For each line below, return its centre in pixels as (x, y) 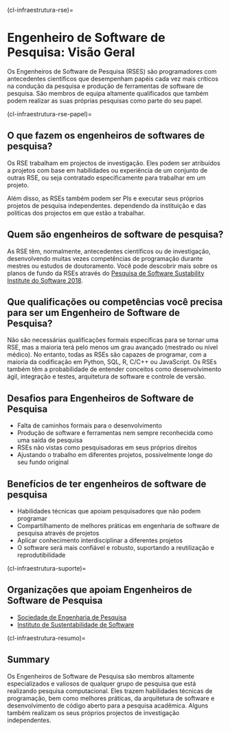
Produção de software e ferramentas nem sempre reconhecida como (115, 433)
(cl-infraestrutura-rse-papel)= (50, 114)
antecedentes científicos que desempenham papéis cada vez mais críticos (113, 78)
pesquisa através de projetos (58, 533)
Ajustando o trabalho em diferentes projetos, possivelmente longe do (115, 455)
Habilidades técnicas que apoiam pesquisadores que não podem (109, 511)
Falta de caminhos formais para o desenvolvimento (90, 425)
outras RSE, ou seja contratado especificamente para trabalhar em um (106, 178)
